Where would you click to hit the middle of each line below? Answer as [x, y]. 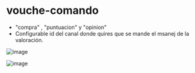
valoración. [29, 40]
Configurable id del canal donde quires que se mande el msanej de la [102, 33]
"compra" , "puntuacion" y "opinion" [61, 27]
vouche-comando [53, 11]
